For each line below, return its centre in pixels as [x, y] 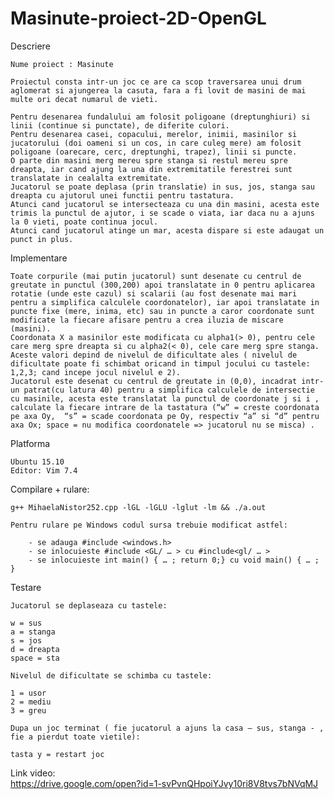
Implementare [39, 258]
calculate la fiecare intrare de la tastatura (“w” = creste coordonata [165, 407]
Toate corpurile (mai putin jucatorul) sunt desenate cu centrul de [156, 276]
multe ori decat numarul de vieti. [84, 99]
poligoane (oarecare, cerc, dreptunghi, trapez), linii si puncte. [154, 152]
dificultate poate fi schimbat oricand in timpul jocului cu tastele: [160, 363]
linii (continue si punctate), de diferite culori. [120, 125]
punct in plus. [42, 239]
